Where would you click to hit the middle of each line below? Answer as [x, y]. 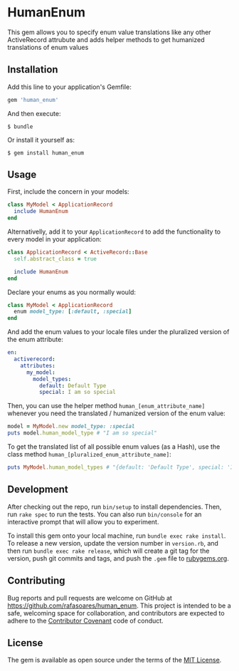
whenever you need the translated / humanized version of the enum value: [116, 413]
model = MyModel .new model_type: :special [71, 427]
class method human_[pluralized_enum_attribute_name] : [90, 454]
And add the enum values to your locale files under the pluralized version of [118, 332]
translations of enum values [48, 47]
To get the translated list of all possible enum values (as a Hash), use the [114, 447]
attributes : [38, 365]
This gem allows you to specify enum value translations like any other [109, 32]
